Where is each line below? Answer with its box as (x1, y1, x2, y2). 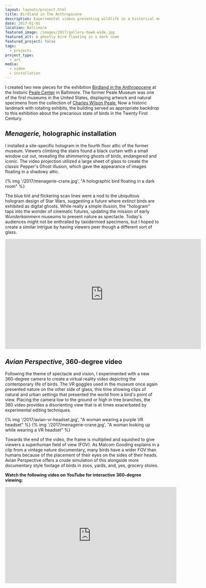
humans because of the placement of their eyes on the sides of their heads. (5, 452, 158, 458)
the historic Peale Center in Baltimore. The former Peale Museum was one (5, 89, 155, 95)
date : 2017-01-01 (5, 21, 41, 26)
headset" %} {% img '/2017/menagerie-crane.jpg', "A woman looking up (5, 422, 151, 428)
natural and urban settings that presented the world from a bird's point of (5, 391, 153, 397)
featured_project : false (5, 39, 56, 44)
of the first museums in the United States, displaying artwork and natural (5, 94, 152, 100)
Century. (5, 115, 23, 121)
